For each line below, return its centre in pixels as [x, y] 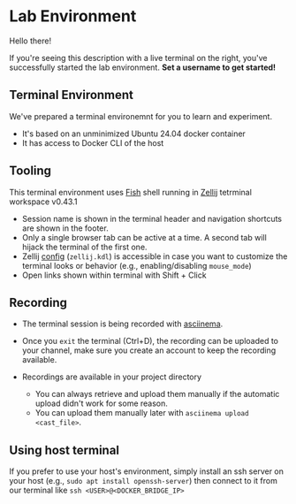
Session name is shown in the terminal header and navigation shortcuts [152, 218]
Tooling [30, 171]
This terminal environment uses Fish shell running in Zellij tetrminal [130, 192]
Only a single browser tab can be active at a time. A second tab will [144, 237]
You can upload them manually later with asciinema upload [142, 413]
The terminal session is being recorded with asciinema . [122, 324]
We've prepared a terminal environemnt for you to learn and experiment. [140, 116]
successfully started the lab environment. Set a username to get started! [143, 67]
